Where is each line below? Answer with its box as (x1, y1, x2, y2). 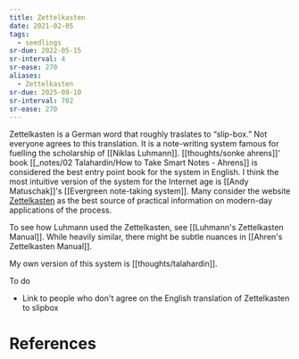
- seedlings (17, 38, 62, 47)
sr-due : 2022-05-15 (9, 46, 82, 55)
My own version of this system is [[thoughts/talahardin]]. (9, 258, 218, 269)
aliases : (9, 71, 42, 80)
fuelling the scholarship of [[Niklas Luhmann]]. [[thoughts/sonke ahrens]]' (9, 148, 281, 159)
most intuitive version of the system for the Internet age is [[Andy (9, 176, 249, 188)
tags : (9, 29, 29, 38)
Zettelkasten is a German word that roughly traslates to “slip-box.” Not (9, 129, 268, 139)
